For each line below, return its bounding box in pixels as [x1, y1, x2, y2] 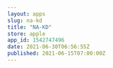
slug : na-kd [7, 17, 42, 24]
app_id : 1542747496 [7, 37, 65, 44]
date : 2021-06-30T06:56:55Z [7, 43, 90, 50]
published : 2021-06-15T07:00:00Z [7, 50, 106, 57]
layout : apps [7, 10, 46, 18]
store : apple [7, 30, 46, 38]
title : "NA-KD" [7, 23, 52, 30]
